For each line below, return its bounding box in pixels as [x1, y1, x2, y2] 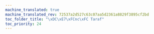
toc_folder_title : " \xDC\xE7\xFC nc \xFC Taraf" [5, 16, 104, 21]
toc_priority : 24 [5, 21, 42, 26]
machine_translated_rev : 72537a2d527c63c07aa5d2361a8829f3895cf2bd [5, 12, 149, 17]
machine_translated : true [5, 7, 59, 12]
